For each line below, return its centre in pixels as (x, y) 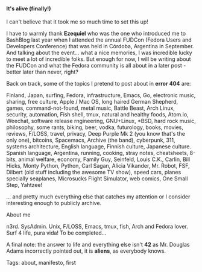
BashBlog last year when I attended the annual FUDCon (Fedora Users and (99, 40)
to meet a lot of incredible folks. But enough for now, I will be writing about (99, 59)
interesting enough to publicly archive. (54, 203)
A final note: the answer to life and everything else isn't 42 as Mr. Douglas (98, 245)
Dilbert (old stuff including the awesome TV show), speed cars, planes (94, 172)
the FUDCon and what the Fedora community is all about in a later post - (96, 66)
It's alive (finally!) (29, 8)
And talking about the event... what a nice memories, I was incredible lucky (99, 53)
